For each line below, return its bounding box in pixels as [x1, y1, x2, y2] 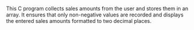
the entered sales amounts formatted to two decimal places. [6, 18, 152, 24]
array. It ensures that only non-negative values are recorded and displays [6, 11, 184, 18]
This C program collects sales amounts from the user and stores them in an [6, 5, 189, 12]
